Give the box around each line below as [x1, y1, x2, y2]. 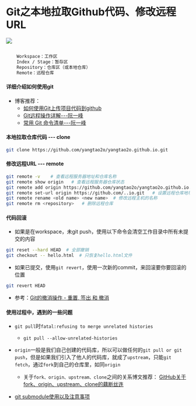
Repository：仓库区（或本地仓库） [16, 64, 91, 70]
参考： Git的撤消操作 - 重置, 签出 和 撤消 [14, 294, 110, 301]
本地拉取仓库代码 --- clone [6, 134, 71, 141]
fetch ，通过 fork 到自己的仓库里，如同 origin [14, 361, 121, 368]
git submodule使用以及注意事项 [14, 393, 90, 400]
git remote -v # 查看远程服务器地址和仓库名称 [6, 173, 117, 179]
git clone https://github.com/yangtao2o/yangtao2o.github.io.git [6, 147, 168, 152]
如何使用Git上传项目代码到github [23, 105, 102, 112]
